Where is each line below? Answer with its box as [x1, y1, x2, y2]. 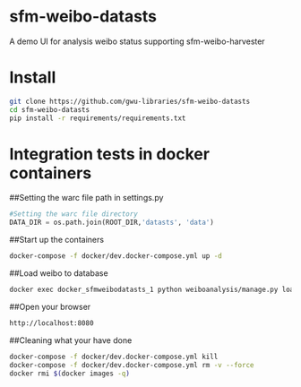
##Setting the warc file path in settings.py [9, 193, 164, 203]
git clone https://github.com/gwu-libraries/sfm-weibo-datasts [9, 97, 251, 106]
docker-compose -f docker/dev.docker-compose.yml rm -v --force [9, 360, 254, 369]
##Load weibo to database [9, 268, 109, 279]
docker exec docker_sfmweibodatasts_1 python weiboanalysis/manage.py [9, 285, 279, 295]
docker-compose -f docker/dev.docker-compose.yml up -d [9, 252, 222, 261]
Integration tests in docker [9, 143, 211, 164]
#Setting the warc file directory [9, 210, 139, 219]
